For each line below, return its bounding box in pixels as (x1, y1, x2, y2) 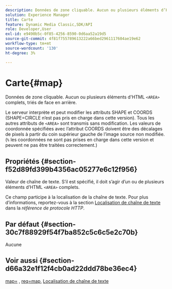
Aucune (5, 242, 22, 248)
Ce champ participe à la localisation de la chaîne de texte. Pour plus (5, 194, 148, 200)
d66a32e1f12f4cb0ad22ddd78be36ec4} (5, 264, 137, 273)
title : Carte (5, 17, 33, 22)
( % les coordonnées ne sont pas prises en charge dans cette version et (5, 137, 154, 143)
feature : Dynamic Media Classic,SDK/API (5, 22, 93, 27)
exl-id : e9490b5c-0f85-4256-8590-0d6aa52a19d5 (5, 31, 106, 36)
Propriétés (5, 157, 40, 166)
